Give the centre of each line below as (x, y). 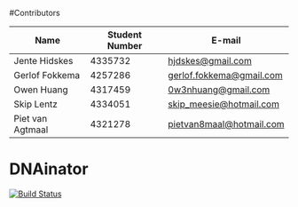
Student (125, 35)
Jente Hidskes (43, 61)
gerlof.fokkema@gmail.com (226, 75)
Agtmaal (31, 130)
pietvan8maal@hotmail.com (226, 124)
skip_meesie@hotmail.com (223, 104)
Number (125, 46)
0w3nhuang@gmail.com (219, 90)
